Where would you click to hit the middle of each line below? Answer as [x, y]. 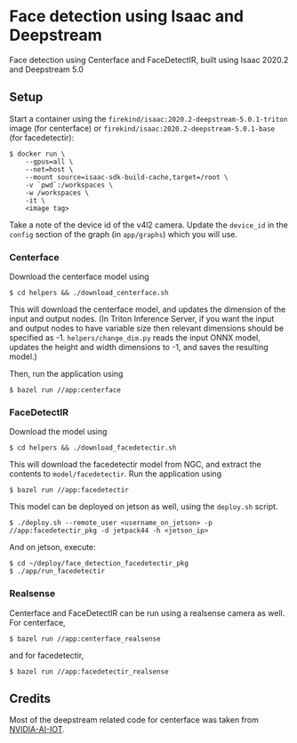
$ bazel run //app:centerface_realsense [85, 639]
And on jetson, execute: [52, 547]
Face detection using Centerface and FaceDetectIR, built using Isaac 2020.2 [149, 60]
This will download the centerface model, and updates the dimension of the [148, 309]
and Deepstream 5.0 [47, 69]
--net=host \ [49, 169]
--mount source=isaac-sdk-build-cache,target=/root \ [127, 177]
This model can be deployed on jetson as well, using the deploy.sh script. [144, 507]
